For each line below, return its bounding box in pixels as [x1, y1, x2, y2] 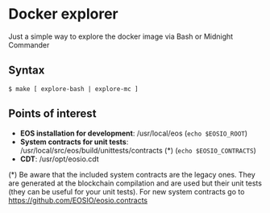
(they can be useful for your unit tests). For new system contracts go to [8, 186, 245, 196]
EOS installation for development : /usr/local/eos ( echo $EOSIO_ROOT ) [19, 128, 248, 138]
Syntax [8, 64, 45, 77]
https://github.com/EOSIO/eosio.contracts [8, 195, 147, 205]
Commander [8, 40, 50, 49]
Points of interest [8, 106, 97, 121]
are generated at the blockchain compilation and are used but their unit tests [8, 178, 262, 188]
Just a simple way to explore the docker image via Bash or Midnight [8, 31, 234, 41]
